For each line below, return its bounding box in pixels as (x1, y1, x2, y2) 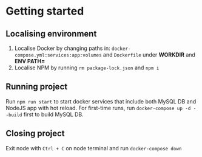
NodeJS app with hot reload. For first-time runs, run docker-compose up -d (5, 104, 191, 111)
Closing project (5, 128, 65, 139)
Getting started (5, 4, 84, 18)
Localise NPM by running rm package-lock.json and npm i (14, 64, 160, 71)
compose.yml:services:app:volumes (14, 52, 102, 58)
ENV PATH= (14, 58, 45, 65)
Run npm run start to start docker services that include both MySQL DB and (5, 97, 197, 105)
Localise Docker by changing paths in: (14, 44, 110, 52)
